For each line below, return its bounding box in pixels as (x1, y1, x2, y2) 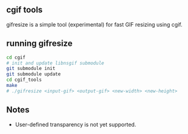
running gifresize (6, 39, 73, 49)
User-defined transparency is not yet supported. (15, 121, 136, 128)
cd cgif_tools (6, 77, 42, 83)
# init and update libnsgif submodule (6, 60, 104, 66)
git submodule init (6, 66, 56, 72)
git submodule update (6, 71, 61, 77)
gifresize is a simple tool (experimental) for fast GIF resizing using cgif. (6, 21, 183, 28)
